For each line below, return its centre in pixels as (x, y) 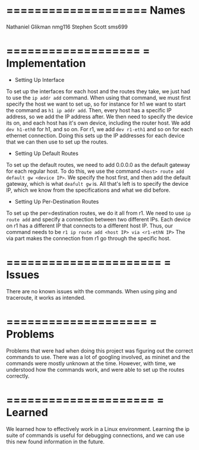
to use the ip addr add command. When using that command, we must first (99, 97)
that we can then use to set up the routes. (57, 142)
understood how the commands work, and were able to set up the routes (95, 369)
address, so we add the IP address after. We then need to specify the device (99, 116)
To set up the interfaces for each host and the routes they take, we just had (98, 91)
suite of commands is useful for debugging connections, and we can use (95, 435)
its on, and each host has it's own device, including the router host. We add (98, 123)
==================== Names (96, 10)
